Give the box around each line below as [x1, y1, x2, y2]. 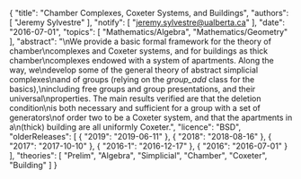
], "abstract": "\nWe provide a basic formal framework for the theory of [9, 36, 272, 47]
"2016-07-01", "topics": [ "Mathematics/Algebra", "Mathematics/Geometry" [9, 27, 288, 37]
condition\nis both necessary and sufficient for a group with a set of [9, 103, 261, 113]
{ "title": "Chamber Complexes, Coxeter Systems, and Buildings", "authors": [9, 8, 289, 18]
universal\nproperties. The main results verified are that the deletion [9, 93, 261, 104]
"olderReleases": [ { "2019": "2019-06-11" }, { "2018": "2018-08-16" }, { [9, 132, 272, 141]
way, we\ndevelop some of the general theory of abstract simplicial [9, 64, 259, 75]
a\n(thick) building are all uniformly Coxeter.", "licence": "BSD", [9, 122, 242, 132]
